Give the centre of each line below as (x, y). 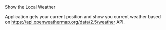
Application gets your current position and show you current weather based (83, 17)
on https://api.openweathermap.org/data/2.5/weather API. (65, 22)
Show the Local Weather (30, 7)
